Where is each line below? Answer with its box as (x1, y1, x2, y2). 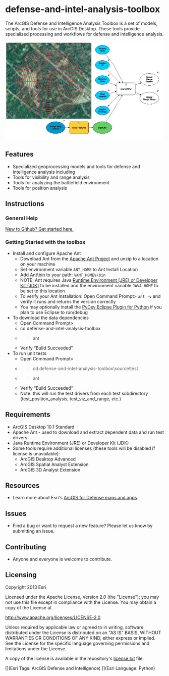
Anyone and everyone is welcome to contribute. (12, 556, 112, 562)
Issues (5, 509, 27, 518)
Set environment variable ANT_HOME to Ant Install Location (20, 266, 138, 272)
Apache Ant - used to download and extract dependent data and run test (12, 429, 164, 435)
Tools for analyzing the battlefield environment (12, 179, 110, 185)
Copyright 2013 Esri (5, 584, 46, 590)
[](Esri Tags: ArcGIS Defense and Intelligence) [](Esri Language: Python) (5, 665, 155, 671)
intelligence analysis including (12, 169, 75, 175)
